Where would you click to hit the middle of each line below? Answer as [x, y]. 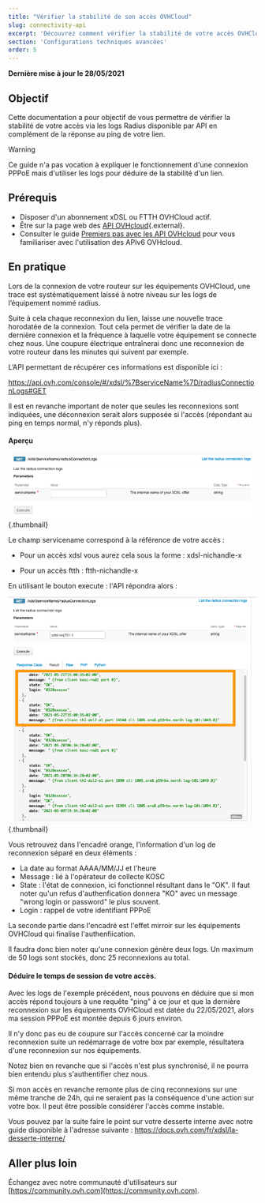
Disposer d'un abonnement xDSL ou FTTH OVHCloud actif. [115, 216]
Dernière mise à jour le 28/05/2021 [66, 73]
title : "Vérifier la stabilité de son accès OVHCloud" [100, 17]
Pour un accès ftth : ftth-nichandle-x [78, 570]
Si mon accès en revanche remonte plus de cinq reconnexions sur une [123, 1089]
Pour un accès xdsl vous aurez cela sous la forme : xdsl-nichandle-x [131, 555]
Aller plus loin [43, 1163]
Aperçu [21, 441]
